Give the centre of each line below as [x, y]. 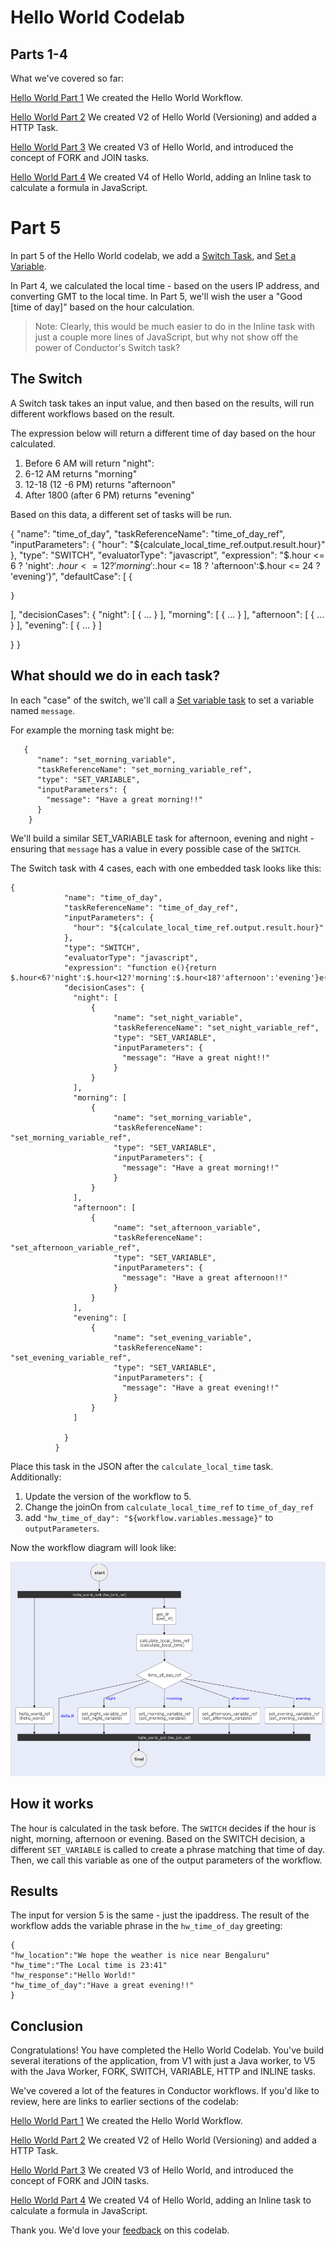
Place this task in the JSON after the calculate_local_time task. [142, 1466]
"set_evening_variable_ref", [71, 1357]
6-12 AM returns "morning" [81, 473]
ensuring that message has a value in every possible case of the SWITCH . [156, 848]
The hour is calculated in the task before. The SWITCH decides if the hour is [163, 1828]
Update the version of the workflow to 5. [108, 1496]
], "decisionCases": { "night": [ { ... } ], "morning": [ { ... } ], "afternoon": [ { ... [167, 614]
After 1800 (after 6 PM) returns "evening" [109, 495]
